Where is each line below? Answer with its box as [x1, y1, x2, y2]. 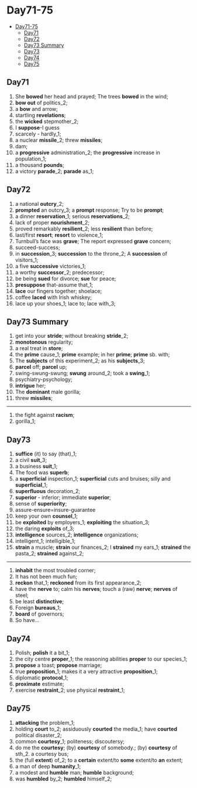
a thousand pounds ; [15, 161, 64, 168]
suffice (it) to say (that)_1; [15, 450, 77, 457]
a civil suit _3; [15, 457, 47, 464]
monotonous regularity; [15, 338, 73, 346]
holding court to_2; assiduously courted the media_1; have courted [15, 725, 178, 732]
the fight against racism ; [15, 412, 75, 419]
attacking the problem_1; [15, 719, 75, 726]
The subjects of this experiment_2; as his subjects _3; [15, 357, 145, 364]
